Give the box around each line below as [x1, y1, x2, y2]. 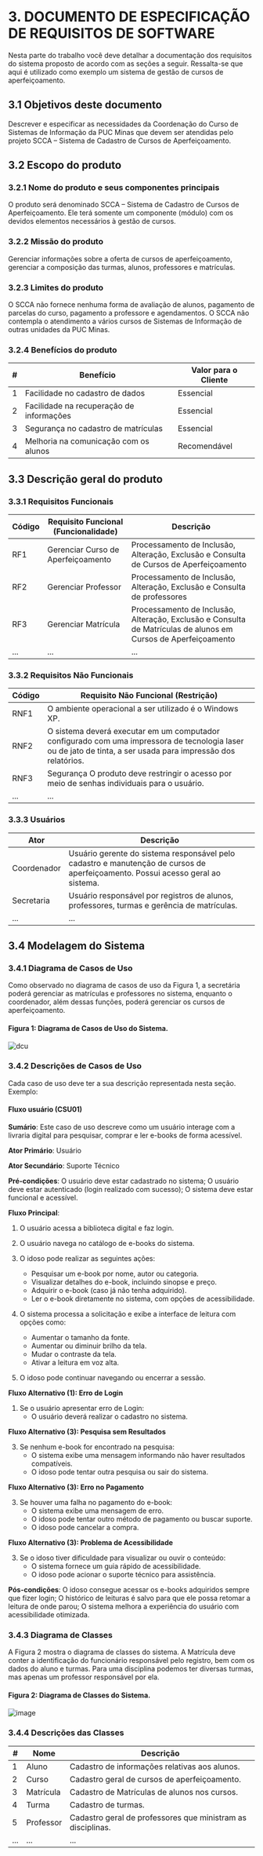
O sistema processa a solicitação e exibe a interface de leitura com [19, 1310, 236, 1318]
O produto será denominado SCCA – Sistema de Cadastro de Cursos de [8, 200, 240, 210]
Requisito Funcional [48, 517, 124, 528]
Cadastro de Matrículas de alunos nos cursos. [69, 1786, 239, 1797]
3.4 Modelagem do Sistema [8, 939, 145, 952]
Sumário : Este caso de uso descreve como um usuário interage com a [8, 1123, 236, 1131]
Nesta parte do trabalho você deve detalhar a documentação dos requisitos [8, 50, 252, 60]
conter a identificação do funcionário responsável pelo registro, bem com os [8, 1656, 255, 1665]
